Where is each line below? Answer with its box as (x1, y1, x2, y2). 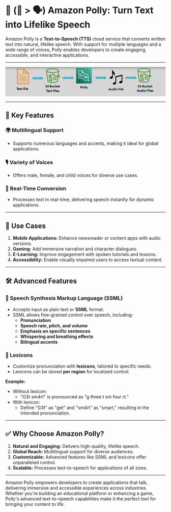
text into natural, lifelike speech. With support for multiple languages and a (5, 41, 161, 47)
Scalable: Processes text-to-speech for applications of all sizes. (12, 465, 148, 471)
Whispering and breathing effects (20, 333, 94, 340)
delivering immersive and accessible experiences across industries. (5, 484, 148, 491)
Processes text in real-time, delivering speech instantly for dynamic (12, 196, 155, 202)
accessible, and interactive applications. (5, 52, 90, 58)
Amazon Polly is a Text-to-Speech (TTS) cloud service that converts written (5, 36, 166, 42)
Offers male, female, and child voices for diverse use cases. (12, 172, 138, 178)
